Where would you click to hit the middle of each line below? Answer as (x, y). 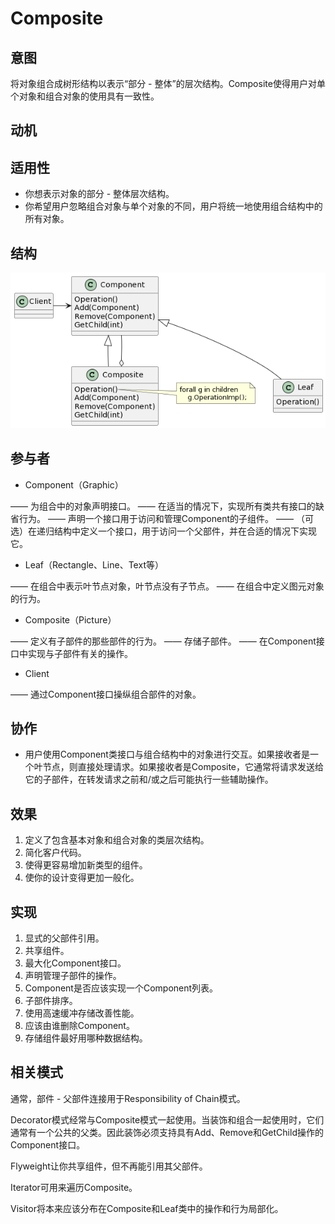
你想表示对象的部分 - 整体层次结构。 (99, 194)
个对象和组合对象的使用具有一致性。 (85, 96)
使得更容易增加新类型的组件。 (86, 865)
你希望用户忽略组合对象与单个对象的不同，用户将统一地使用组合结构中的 (173, 206)
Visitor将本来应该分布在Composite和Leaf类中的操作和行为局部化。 (147, 1208)
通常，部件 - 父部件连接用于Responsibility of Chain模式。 (128, 1098)
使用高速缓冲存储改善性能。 (82, 1013)
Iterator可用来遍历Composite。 (74, 1187)
